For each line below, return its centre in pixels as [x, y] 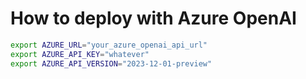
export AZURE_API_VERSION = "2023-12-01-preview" [111, 63]
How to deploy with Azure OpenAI [153, 18]
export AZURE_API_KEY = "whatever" [80, 54]
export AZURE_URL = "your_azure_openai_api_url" [109, 45]
